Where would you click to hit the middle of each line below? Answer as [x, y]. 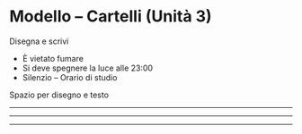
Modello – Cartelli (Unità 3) [111, 17]
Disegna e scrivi [39, 41]
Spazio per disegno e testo [59, 95]
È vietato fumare [53, 58]
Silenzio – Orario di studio [70, 77]
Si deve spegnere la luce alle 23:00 [88, 68]
